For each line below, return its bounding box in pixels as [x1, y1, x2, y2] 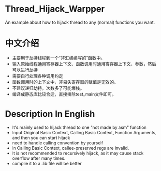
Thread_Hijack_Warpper [5, 3, 105, 15]
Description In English [5, 109, 95, 120]
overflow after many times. [12, 155, 66, 161]
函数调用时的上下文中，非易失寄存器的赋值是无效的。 [12, 79, 118, 85]
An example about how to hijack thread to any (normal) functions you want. [5, 19, 155, 25]
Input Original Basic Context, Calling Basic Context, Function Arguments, [12, 129, 157, 135]
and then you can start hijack [12, 135, 70, 140]
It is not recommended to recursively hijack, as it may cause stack [12, 150, 144, 156]
